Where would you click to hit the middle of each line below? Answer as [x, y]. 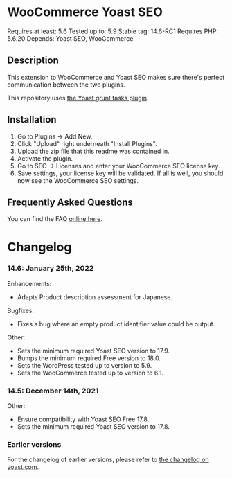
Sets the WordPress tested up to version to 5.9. [84, 365]
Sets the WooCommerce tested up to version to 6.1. [90, 373]
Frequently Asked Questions [70, 202]
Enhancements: [29, 283]
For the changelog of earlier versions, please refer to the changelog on [108, 460]
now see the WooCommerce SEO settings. [78, 180]
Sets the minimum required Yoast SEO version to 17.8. [93, 427]
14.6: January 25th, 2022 [51, 269]
